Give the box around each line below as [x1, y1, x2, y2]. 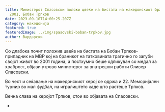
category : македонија [5, 21, 50, 26]
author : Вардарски [5, 35, 43, 40]
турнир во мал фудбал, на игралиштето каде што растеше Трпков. [5, 84, 145, 89]
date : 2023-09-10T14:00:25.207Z [5, 16, 71, 21]
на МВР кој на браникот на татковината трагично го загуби [28, 53, 153, 59]
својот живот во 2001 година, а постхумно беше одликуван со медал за [5, 58, 157, 64]
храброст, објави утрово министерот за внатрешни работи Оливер [5, 63, 146, 69]
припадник [5, 53, 28, 59]
